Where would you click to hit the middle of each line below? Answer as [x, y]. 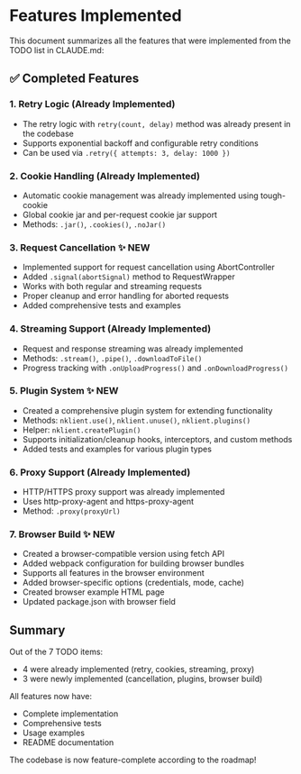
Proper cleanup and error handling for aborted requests [126, 296]
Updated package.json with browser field [99, 602]
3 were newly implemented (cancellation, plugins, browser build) [142, 679]
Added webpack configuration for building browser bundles [133, 563]
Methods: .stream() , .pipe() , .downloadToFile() [112, 358]
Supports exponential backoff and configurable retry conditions [140, 143]
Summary [37, 630]
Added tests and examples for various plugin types [117, 449]
